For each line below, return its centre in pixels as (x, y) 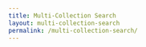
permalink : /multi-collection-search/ (73, 30)
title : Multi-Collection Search (62, 16)
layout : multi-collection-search (64, 23)
